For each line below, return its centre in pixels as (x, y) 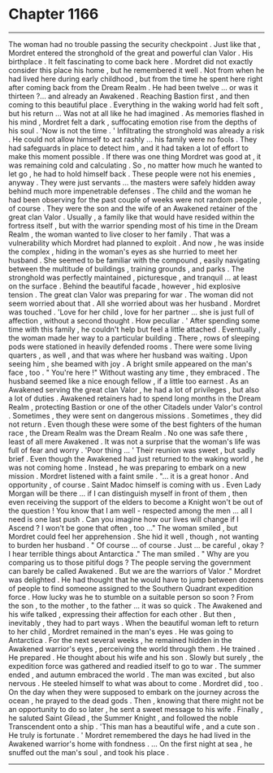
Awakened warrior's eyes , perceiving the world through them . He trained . (134, 649)
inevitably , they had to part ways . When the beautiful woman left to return (134, 623)
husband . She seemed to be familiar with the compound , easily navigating (134, 260)
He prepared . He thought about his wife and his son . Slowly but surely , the (136, 657)
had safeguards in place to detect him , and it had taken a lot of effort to (129, 148)
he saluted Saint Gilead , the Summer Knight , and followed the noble (123, 718)
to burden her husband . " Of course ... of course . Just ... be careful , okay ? (136, 545)
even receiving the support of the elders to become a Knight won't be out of (136, 502)
